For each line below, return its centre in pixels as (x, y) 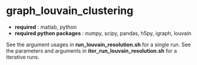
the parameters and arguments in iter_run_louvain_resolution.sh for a (92, 50)
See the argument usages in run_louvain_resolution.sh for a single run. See (98, 45)
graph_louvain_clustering (70, 11)
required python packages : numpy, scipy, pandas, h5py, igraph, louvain (103, 33)
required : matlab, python (46, 27)
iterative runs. (23, 57)
